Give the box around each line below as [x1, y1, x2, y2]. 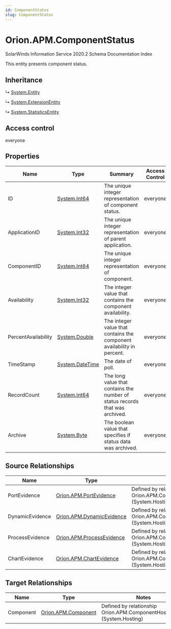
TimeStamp [8, 361, 36, 368]
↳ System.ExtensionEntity [5, 99, 61, 105]
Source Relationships [5, 462, 75, 470]
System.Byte [56, 432, 88, 439]
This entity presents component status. [5, 61, 88, 67]
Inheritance [5, 76, 43, 84]
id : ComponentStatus [5, 7, 49, 13]
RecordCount [8, 391, 40, 398]
